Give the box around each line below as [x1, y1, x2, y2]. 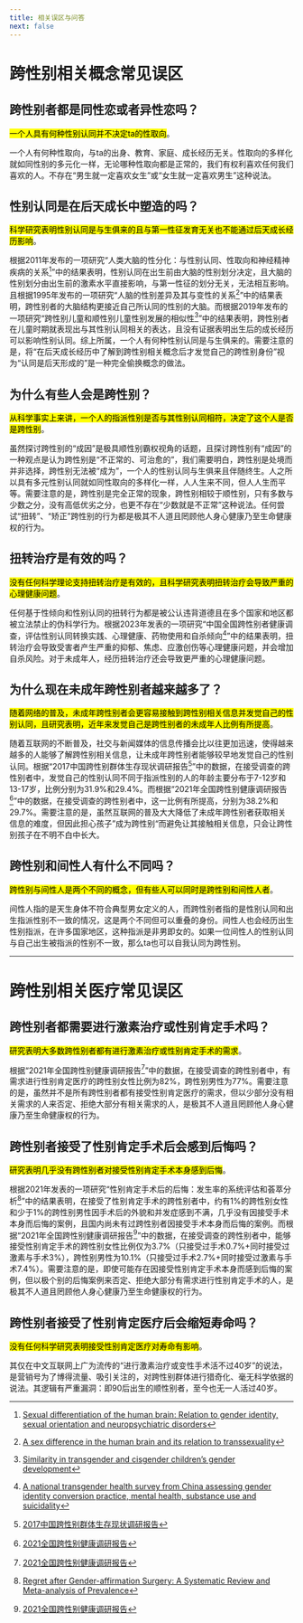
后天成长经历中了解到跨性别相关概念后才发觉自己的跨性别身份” [44, 346, 278, 357]
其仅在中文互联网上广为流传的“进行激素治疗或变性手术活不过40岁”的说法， [9, 1360, 288, 1371]
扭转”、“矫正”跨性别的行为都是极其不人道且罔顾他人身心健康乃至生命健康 [21, 511, 292, 522]
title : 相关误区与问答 [9, 13, 86, 23]
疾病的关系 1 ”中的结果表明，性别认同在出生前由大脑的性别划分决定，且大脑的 [9, 265, 292, 277]
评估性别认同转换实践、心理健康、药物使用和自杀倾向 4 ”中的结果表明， [24, 628, 286, 641]
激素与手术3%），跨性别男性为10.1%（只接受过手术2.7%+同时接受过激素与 [9, 1252, 285, 1263]
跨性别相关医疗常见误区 [9, 980, 184, 1001]
